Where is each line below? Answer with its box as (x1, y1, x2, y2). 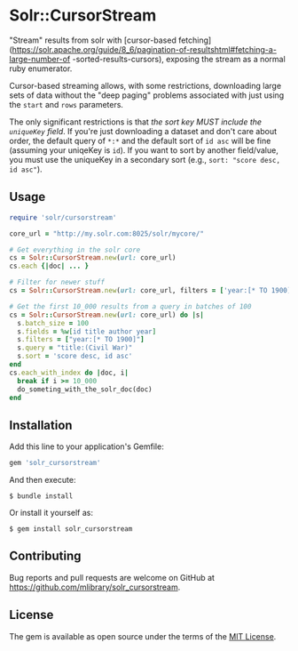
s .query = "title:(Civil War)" (17, 343, 133, 352)
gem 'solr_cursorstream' (9, 459, 101, 468)
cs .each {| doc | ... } (9, 261, 90, 271)
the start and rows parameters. (9, 99, 124, 109)
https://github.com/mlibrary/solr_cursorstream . (9, 582, 181, 592)
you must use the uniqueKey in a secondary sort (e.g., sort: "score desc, (9, 154, 281, 165)
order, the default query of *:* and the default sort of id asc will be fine (9, 135, 271, 146)
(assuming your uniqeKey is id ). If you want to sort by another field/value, (9, 144, 279, 156)
